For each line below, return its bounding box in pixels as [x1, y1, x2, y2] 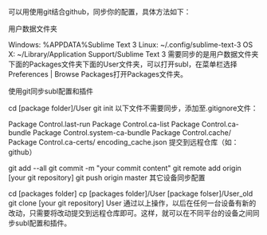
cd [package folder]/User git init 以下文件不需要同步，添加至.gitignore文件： [8, 103, 258, 113]
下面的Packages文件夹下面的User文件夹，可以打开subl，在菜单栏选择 [8, 59, 238, 69]
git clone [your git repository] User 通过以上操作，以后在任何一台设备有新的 [8, 198, 257, 208]
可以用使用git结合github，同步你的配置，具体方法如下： [8, 7, 191, 16]
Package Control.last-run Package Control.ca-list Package [8, 119, 201, 129]
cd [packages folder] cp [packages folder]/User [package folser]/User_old [8, 189, 253, 198]
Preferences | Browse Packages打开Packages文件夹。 [8, 70, 187, 78]
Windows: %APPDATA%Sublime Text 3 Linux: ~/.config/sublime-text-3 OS [8, 40, 253, 50]
